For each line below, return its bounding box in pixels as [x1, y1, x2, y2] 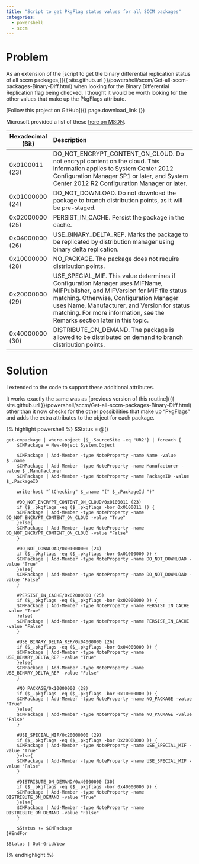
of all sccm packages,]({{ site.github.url [6, 76, 103, 83]
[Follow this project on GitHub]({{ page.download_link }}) [6, 107, 145, 114]
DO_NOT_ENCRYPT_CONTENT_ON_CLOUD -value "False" [6, 530, 129, 536]
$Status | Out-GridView [6, 841, 65, 847]
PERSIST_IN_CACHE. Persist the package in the [53, 214, 185, 222]
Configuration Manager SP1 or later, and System [53, 172, 188, 180]
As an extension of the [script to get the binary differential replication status [6, 70, 191, 78]
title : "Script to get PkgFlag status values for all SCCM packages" [6, 8, 182, 15]
